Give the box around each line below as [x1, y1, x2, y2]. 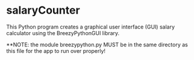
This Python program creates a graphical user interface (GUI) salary [6, 23, 175, 30]
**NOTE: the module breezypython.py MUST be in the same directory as [6, 41, 188, 48]
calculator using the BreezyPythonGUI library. [6, 29, 120, 36]
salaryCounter [6, 4, 80, 17]
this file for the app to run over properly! [6, 47, 106, 54]
